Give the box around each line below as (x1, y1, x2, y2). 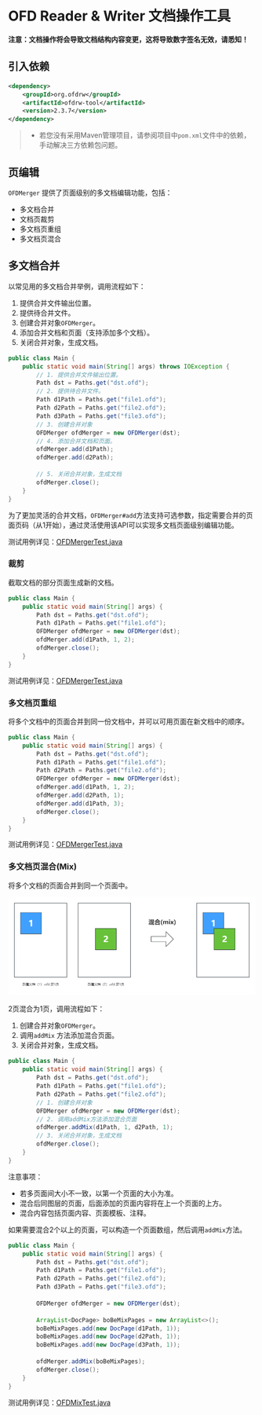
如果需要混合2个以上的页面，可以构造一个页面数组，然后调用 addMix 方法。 (8, 1225, 247, 1234)
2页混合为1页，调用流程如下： (8, 1004, 105, 1014)
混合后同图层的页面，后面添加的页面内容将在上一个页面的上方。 (19, 1198, 226, 1208)
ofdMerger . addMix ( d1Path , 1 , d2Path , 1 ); (36, 1124, 174, 1131)
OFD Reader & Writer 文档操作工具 (8, 7, 231, 25)
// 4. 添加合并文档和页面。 (36, 437, 116, 445)
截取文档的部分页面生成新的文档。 (8, 577, 118, 587)
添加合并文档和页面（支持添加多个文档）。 (19, 328, 155, 337)
